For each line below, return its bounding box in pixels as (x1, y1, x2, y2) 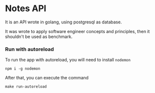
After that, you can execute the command (5, 75, 89, 81)
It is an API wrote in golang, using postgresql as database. (5, 19, 122, 25)
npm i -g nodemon (5, 66, 41, 71)
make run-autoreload (5, 84, 47, 89)
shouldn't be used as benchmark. (5, 34, 73, 39)
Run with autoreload (5, 46, 54, 53)
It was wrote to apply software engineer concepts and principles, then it (5, 28, 150, 34)
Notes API (5, 3, 46, 14)
